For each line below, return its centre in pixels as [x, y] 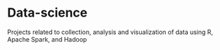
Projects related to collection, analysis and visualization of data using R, [110, 32]
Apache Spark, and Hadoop [47, 39]
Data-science [47, 13]
